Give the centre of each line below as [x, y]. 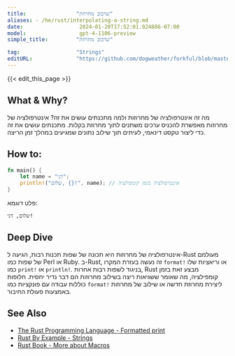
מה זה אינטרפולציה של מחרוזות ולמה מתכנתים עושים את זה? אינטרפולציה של [108, 117]
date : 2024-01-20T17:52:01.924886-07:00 [93, 27]
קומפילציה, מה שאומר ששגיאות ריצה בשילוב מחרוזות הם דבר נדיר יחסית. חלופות [113, 276]
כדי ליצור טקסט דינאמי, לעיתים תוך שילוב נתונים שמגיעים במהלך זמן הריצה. [106, 132]
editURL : [20, 59]
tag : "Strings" [56, 52]
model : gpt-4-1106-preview [72, 33]
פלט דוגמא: [22, 203]
